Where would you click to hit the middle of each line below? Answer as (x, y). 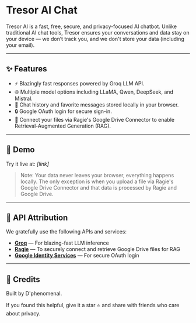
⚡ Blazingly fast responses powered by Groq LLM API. (79, 83)
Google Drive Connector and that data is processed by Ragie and (98, 187)
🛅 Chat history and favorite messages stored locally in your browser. (97, 104)
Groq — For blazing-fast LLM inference (62, 243)
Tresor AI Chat (42, 10)
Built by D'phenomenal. (34, 294)
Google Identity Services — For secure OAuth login (77, 256)
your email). (20, 45)
